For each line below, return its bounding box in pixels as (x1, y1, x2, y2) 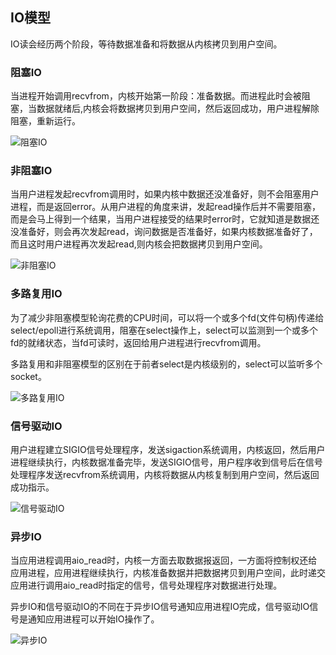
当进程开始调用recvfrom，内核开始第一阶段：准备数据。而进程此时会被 (10, 90, 302, 102)
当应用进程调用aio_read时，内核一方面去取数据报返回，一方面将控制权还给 (10, 554, 318, 567)
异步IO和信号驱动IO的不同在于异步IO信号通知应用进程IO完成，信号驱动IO (10, 601, 310, 613)
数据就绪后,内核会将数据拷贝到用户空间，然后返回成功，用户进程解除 (36, 103, 320, 115)
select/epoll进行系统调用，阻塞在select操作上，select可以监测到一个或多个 (10, 324, 319, 336)
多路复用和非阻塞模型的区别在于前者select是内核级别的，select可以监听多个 (10, 358, 323, 370)
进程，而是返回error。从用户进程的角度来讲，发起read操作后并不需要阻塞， (10, 201, 322, 213)
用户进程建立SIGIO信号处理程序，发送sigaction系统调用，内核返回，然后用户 (10, 444, 326, 455)
